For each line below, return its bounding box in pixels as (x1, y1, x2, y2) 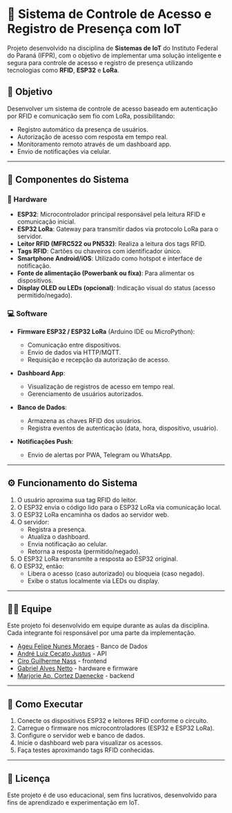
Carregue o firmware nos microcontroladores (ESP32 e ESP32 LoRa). (17, 724, 215, 733)
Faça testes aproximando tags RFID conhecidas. (17, 746, 155, 754)
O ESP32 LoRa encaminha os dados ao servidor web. (17, 510, 169, 519)
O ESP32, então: (17, 562, 64, 570)
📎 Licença (7, 772, 50, 785)
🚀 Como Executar (7, 698, 84, 710)
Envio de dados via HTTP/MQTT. (27, 348, 122, 356)
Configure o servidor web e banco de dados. (17, 731, 145, 740)
